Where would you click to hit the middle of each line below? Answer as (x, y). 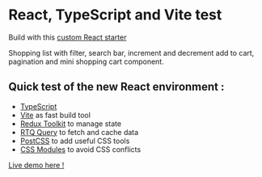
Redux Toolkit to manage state (71, 124)
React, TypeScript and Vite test (115, 15)
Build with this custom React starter (68, 37)
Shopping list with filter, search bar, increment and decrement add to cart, (131, 53)
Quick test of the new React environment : (116, 87)
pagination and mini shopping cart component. (86, 61)
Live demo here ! (36, 165)
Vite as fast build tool (55, 115)
